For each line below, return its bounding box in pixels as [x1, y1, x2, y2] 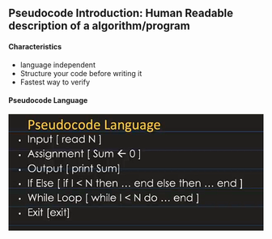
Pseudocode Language [8, 96, 88, 105]
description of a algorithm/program [8, 19, 190, 33]
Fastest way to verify [19, 77, 91, 87]
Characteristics [8, 41, 62, 51]
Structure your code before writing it [19, 68, 142, 78]
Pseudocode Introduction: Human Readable [8, 6, 234, 20]
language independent [19, 60, 96, 70]
